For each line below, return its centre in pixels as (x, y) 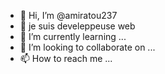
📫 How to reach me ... (66, 58)
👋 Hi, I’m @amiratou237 (68, 15)
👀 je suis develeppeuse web (77, 26)
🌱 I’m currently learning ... (73, 36)
